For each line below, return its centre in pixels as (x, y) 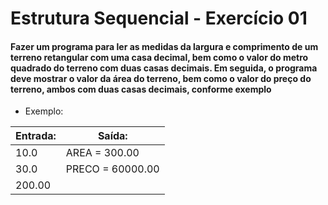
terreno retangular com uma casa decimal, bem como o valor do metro (159, 57)
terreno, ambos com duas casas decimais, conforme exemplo (141, 89)
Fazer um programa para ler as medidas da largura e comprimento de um (164, 46)
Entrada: (36, 136)
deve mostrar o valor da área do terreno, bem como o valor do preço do (161, 78)
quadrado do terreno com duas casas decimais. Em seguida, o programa (164, 68)
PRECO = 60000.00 (112, 169)
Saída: (112, 136)
